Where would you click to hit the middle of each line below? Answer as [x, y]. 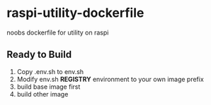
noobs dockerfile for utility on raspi [58, 32]
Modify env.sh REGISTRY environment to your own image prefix [110, 79]
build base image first [49, 87]
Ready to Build [39, 55]
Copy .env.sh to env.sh [50, 71]
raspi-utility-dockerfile [75, 13]
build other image [42, 94]
